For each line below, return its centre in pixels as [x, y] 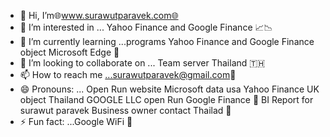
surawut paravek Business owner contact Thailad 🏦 [125, 110]
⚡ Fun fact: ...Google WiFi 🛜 [76, 121]
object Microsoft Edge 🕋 [69, 52]
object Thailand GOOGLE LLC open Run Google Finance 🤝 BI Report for [166, 99]
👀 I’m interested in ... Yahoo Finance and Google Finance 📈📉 [146, 27]
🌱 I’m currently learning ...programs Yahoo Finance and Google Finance [167, 41]
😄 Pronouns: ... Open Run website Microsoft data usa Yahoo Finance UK [169, 89]
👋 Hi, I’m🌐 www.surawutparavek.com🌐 [99, 15]
